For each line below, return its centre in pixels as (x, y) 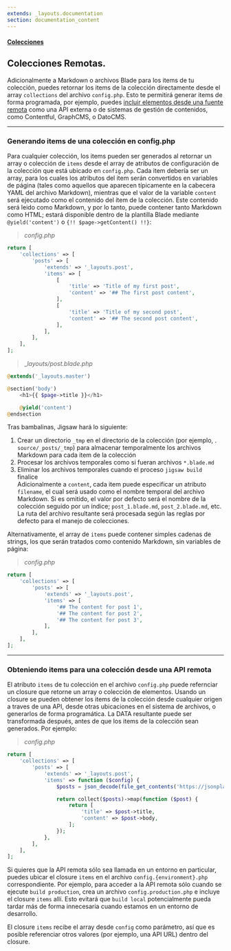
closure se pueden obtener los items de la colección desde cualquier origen (114, 699)
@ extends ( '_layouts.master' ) (49, 376)
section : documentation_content (53, 20)
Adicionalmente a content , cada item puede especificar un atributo (111, 484)
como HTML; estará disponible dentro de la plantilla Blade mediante (103, 215)
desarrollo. (22, 914)
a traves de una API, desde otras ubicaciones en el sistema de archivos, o (112, 706)
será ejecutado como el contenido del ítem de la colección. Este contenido (113, 200)
